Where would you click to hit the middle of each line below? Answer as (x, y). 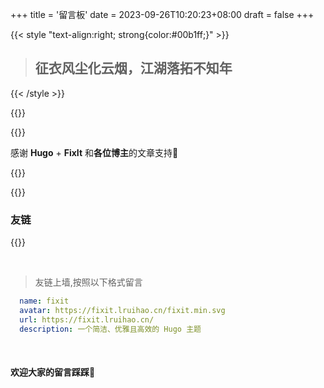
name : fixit (44, 301)
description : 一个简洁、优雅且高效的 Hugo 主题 (110, 329)
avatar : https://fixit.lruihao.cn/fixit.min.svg (122, 310)
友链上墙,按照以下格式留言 (88, 282)
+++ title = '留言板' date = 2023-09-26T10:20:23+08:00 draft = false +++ (162, 14)
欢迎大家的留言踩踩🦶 (53, 372)
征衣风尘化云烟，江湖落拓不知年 (133, 68)
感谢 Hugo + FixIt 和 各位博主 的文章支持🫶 (94, 152)
